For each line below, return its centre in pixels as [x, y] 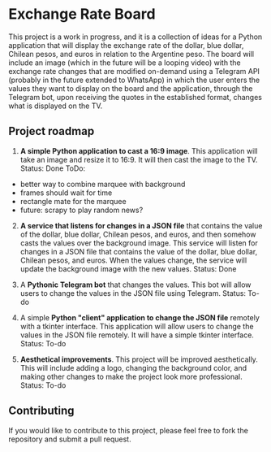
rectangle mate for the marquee [73, 201]
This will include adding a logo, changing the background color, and [133, 367]
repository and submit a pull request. [70, 439]
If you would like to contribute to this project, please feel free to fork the [129, 430]
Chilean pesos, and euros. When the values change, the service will [133, 260]
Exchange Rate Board [82, 14]
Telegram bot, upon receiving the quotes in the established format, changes [135, 97]
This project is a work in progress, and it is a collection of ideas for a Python [135, 37]
